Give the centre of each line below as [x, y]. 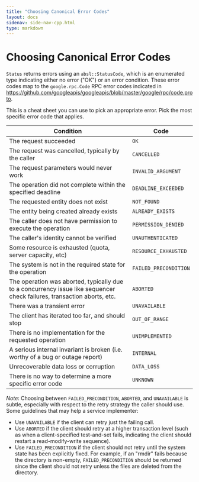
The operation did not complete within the [67, 185]
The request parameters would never [61, 168]
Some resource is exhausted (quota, [60, 248]
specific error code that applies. [45, 117]
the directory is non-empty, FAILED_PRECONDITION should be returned [98, 460]
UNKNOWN [143, 380]
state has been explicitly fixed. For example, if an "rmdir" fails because [101, 454]
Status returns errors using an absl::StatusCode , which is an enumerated [95, 74]
